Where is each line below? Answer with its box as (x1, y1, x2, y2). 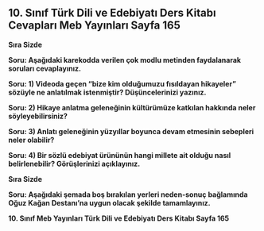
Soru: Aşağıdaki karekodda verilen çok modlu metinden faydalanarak (8, 55, 241, 64)
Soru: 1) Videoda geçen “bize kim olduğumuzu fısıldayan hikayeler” (8, 79, 237, 88)
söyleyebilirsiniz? (8, 111, 68, 121)
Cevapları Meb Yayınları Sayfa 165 (8, 19, 181, 33)
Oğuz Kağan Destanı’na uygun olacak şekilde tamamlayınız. (8, 198, 211, 207)
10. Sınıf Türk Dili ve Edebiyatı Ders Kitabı (8, 6, 216, 20)
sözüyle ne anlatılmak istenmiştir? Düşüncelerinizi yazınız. (8, 87, 207, 97)
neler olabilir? (8, 135, 55, 144)
